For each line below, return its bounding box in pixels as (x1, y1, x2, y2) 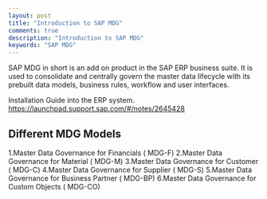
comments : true (8, 26, 59, 34)
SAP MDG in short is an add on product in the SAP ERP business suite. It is (8, 63, 253, 72)
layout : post (8, 11, 52, 20)
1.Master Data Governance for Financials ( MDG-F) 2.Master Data (8, 148, 223, 158)
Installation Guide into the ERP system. (8, 96, 135, 105)
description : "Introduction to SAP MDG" (8, 33, 145, 42)
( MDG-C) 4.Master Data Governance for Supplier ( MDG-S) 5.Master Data (8, 165, 253, 174)
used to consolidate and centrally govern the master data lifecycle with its (8, 72, 251, 81)
